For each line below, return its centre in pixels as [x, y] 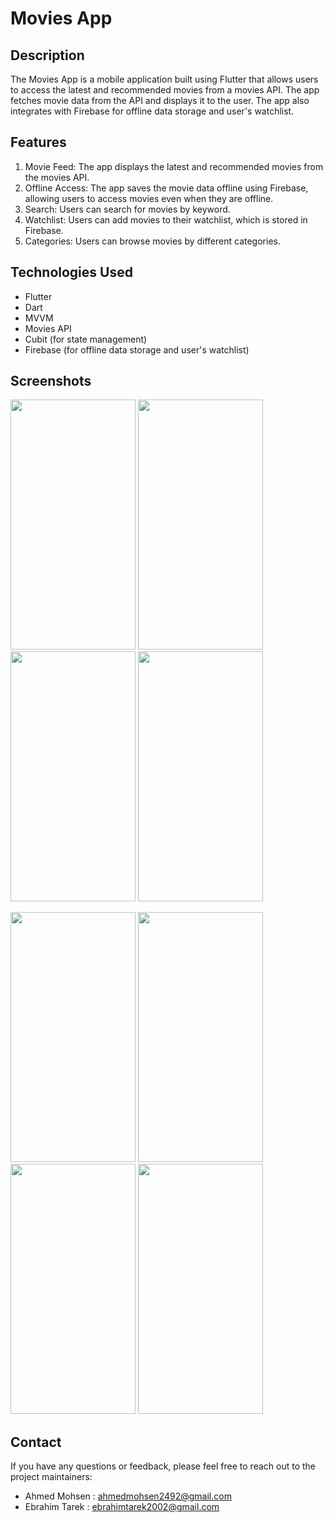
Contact [36, 1442]
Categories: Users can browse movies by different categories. [152, 241]
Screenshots [51, 381]
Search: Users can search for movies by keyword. [127, 209]
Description [47, 55]
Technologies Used [71, 272]
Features [38, 142]
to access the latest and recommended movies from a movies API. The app [165, 90]
